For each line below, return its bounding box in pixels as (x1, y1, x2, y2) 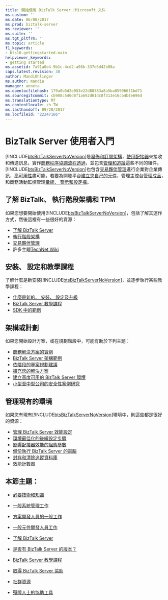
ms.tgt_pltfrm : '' (5, 36, 44, 41)
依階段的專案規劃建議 (12, 362, 58, 368)
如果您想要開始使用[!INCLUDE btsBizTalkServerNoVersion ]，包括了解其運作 (5, 210, 162, 216)
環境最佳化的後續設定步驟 (12, 435, 67, 442)
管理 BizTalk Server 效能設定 (12, 429, 73, 435)
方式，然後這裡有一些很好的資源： (5, 216, 77, 222)
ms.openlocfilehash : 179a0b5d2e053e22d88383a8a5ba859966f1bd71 (5, 88, 143, 93)
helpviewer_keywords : (5, 55, 51, 60)
